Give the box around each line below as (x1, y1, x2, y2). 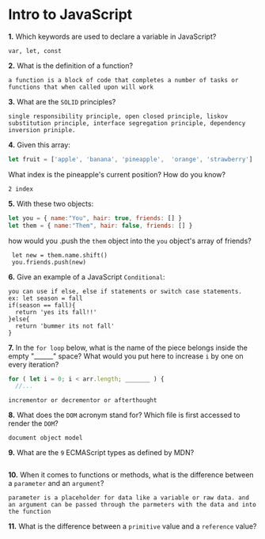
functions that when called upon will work (8, 83, 154, 91)
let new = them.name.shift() (11, 251, 108, 259)
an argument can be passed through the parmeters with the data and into (8, 501, 257, 509)
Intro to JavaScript (8, 6, 133, 24)
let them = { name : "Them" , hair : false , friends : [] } (8, 222, 193, 230)
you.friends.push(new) (11, 258, 87, 266)
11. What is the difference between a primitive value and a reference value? (8, 522, 257, 531)
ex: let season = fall (8, 294, 83, 302)
